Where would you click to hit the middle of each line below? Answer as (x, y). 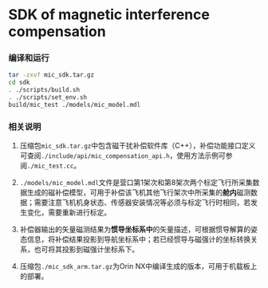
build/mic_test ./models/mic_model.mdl (75, 105)
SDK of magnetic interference (109, 15)
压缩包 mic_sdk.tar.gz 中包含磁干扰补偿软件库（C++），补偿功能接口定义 (138, 146)
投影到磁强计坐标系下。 (100, 250)
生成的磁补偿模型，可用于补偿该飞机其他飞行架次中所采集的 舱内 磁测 (139, 192)
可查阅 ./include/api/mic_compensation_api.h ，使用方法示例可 (122, 156)
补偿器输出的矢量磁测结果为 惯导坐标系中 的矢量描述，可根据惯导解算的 (135, 230)
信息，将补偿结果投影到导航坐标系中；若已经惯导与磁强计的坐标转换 (139, 239)
